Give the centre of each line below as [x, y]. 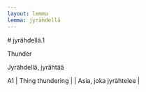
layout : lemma [28, 14]
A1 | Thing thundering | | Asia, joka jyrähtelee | [73, 80]
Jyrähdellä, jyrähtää [36, 67]
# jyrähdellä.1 [26, 40]
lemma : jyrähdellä [34, 20]
